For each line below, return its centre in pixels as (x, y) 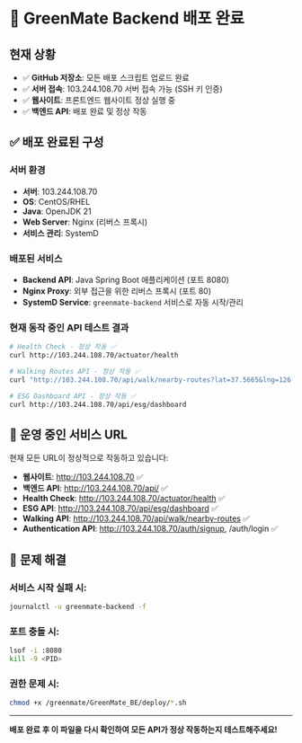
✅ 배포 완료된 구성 (57, 142)
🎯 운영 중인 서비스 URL (68, 434)
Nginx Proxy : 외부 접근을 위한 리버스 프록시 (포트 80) (117, 291)
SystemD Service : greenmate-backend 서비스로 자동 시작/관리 (133, 302)
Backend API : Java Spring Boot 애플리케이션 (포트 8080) (125, 279)
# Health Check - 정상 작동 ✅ (63, 347)
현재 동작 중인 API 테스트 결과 (69, 327)
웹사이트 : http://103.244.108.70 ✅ (83, 477)
